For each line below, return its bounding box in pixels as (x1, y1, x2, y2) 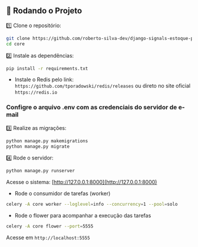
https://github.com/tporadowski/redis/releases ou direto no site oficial (14, 82, 190, 89)
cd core (6, 41, 25, 47)
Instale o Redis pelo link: (14, 76, 74, 83)
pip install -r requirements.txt (6, 65, 88, 71)
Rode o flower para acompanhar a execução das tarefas (14, 212, 151, 219)
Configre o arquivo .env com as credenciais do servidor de (6, 104, 177, 112)
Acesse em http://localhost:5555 (6, 234, 90, 241)
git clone (6, 35, 31, 41)
